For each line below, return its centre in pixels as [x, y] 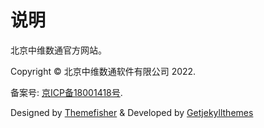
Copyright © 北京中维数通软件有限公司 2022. [103, 71]
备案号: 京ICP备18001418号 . [66, 92]
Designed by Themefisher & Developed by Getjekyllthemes [132, 112]
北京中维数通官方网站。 [58, 50]
